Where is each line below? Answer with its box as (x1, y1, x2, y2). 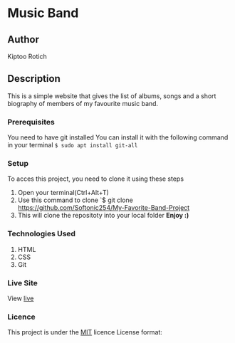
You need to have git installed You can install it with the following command (7, 133, 229, 142)
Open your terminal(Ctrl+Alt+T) (17, 189, 109, 197)
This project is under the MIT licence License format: (7, 328, 162, 337)
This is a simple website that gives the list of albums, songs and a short (7, 91, 216, 100)
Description (7, 73, 61, 85)
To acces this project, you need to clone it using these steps (7, 174, 184, 183)
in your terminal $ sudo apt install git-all (7, 141, 138, 149)
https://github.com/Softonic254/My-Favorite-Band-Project (17, 204, 190, 212)
